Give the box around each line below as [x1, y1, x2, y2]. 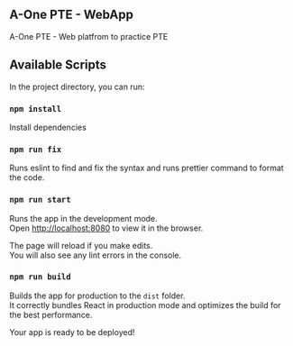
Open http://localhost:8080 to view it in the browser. [9, 223, 204, 233]
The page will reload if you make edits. [9, 240, 153, 250]
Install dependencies [9, 122, 87, 132]
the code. [9, 172, 45, 183]
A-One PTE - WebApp [9, 7, 133, 23]
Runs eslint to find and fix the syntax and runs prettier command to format [9, 162, 284, 174]
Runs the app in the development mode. [9, 213, 158, 223]
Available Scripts [9, 58, 106, 73]
